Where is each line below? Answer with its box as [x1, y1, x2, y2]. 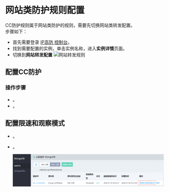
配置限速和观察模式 [5, 119, 65, 128]
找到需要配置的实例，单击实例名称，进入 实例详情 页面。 [12, 45, 127, 51]
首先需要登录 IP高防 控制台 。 [12, 39, 72, 45]
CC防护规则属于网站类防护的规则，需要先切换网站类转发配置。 [5, 22, 135, 28]
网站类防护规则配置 [5, 5, 85, 16]
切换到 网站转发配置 [12, 51, 53, 58]
